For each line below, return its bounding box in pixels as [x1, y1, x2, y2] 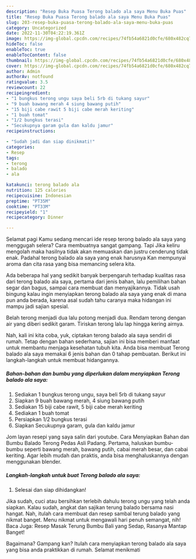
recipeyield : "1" [6, 209, 48, 215]
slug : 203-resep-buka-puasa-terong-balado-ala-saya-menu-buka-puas [6, 19, 174, 25]
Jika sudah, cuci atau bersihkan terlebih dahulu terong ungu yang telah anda [6, 498, 190, 505]
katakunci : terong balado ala [6, 182, 80, 188]
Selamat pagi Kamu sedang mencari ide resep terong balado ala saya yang [6, 236, 186, 243]
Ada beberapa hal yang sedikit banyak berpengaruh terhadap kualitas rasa [6, 272, 185, 279]
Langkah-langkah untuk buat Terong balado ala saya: [6, 471, 141, 478]
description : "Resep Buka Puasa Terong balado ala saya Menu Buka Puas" [6, 8, 187, 15]
